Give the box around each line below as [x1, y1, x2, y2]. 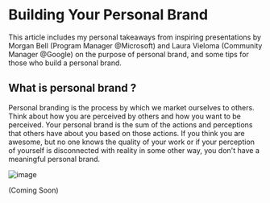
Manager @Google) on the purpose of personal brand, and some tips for [8, 49, 250, 59]
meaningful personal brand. [8, 154, 101, 164]
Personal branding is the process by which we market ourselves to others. [8, 102, 255, 112]
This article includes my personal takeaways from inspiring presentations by [8, 32, 262, 42]
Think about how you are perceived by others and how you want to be [8, 111, 242, 121]
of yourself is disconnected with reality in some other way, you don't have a [8, 145, 260, 155]
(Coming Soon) [8, 185, 59, 195]
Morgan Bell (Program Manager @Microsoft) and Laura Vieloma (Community [8, 40, 263, 50]
